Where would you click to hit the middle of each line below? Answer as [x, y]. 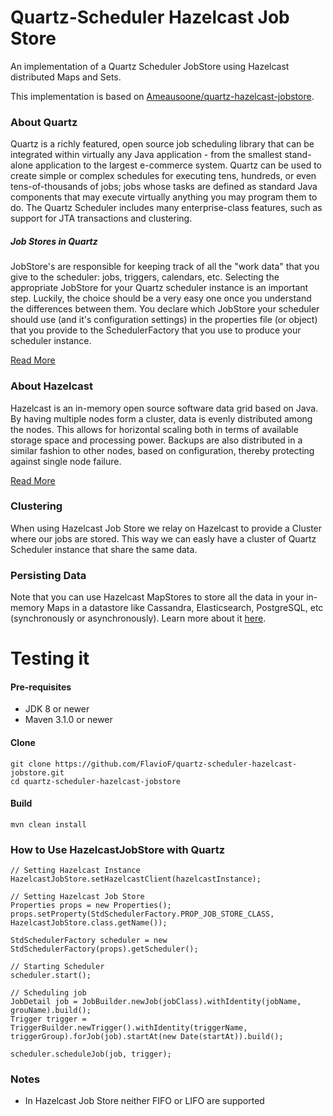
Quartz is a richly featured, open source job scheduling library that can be [162, 144]
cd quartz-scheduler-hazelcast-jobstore [96, 781]
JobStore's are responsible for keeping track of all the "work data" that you [165, 267]
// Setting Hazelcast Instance [75, 871]
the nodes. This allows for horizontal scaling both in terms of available [154, 429]
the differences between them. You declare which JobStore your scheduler [165, 309]
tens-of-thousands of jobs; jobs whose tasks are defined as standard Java [164, 187]
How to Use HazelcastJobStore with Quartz [118, 849]
